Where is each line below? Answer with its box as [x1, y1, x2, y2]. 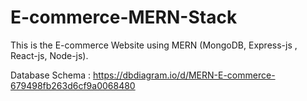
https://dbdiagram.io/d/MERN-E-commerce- [93, 69, 276, 81]
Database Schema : [10, 69, 92, 81]
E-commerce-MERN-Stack [10, 6, 238, 29]
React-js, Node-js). [10, 49, 89, 61]
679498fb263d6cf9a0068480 [10, 79, 136, 91]
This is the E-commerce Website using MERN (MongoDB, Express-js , [10, 39, 298, 51]
